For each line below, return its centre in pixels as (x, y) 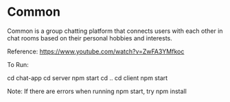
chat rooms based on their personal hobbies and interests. (90, 38)
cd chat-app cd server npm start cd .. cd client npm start (88, 78)
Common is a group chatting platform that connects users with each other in (115, 31)
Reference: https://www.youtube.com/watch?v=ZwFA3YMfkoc (96, 51)
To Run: (18, 64)
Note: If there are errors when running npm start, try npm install (97, 91)
